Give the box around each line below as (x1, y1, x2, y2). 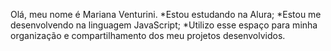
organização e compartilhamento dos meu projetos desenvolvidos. (10, 30, 286, 41)
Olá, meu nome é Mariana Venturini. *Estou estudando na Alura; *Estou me (10, 9, 322, 20)
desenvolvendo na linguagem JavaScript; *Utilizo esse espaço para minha (10, 19, 318, 31)
